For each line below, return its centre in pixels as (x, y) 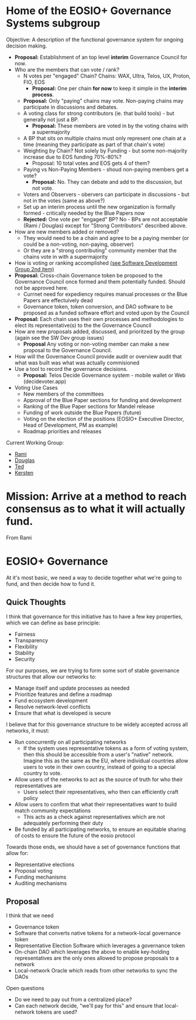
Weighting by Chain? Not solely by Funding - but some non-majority (105, 150)
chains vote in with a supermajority (66, 256)
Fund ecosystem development (51, 700)
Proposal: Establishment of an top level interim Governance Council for (101, 57)
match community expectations (52, 810)
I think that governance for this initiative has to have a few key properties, (94, 616)
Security (25, 659)
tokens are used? (57, 1012)
